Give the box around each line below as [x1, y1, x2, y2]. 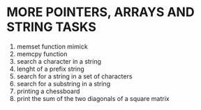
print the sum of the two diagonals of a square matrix [16, 94, 170, 102]
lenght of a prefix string [16, 64, 84, 73]
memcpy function [16, 50, 68, 58]
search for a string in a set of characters [16, 71, 133, 81]
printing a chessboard [16, 87, 80, 95]
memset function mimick [16, 42, 88, 50]
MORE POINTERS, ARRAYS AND [6, 4, 195, 20]
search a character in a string [16, 57, 102, 65]
